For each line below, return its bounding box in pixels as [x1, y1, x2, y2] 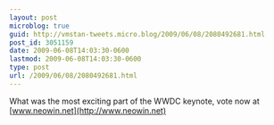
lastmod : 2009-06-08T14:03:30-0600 [9, 54, 142, 63]
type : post [9, 63, 50, 72]
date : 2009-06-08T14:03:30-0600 [9, 46, 129, 55]
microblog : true [9, 21, 70, 30]
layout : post [9, 12, 58, 22]
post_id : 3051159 [9, 37, 74, 47]
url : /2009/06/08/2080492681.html [9, 71, 138, 80]
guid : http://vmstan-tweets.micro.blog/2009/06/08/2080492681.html [9, 29, 266, 38]
